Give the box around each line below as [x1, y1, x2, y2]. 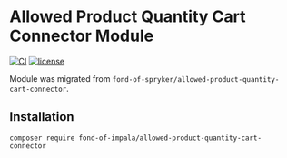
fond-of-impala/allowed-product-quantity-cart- [78, 133, 262, 143]
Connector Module [9, 25, 154, 46]
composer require [9, 133, 75, 143]
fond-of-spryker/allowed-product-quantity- [112, 74, 280, 84]
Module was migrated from [9, 73, 111, 84]
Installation [9, 109, 74, 124]
